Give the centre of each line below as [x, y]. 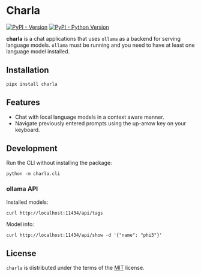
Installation [28, 70]
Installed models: [27, 202]
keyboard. [27, 130]
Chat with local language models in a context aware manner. [89, 117]
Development [32, 148]
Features [23, 103]
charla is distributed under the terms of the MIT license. [76, 268]
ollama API [22, 189]
